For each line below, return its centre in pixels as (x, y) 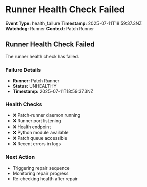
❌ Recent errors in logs (37, 144)
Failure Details (23, 70)
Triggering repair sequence (41, 168)
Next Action (20, 157)
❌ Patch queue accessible (40, 138)
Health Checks (24, 104)
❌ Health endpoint (32, 127)
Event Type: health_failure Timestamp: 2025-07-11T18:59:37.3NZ (74, 23)
